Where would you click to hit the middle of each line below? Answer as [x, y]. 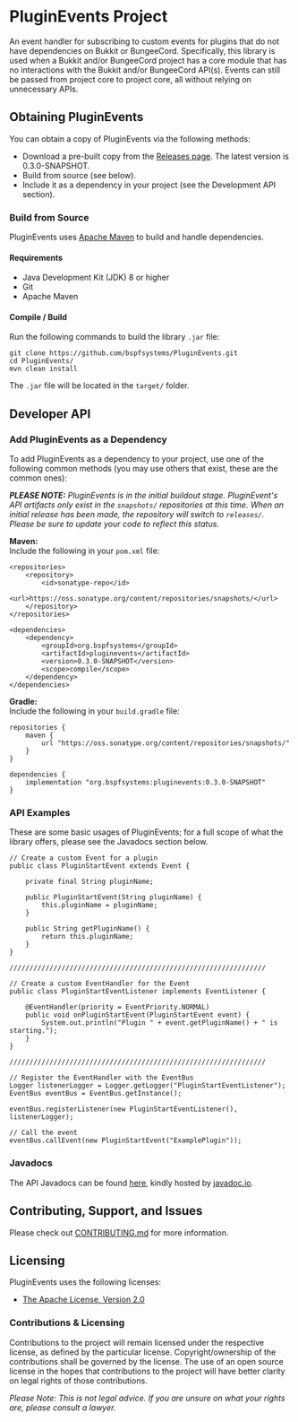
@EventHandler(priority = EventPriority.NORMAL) [118, 1007]
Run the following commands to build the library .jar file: [115, 337]
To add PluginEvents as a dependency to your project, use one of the [136, 459]
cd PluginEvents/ [42, 361]
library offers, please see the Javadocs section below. [109, 842]
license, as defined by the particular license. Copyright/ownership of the [143, 1352]
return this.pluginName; [88, 937]
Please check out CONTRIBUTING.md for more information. [119, 1232]
